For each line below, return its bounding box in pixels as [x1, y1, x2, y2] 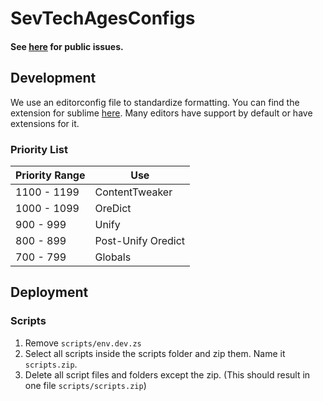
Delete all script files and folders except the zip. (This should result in [24, 368, 311, 381]
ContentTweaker [94, 185, 173, 199]
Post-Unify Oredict [94, 233, 186, 247]
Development [10, 70, 97, 87]
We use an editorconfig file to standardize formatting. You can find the [10, 96, 300, 108]
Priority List [10, 142, 68, 156]
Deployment [10, 284, 89, 301]
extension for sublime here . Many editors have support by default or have [10, 107, 313, 119]
